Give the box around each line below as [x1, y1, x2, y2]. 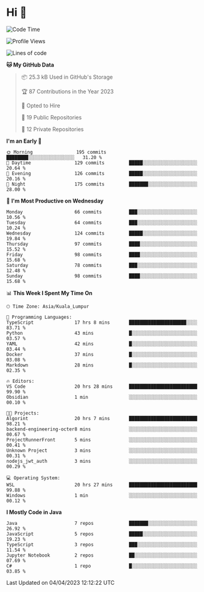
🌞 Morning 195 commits [6, 149, 107, 155]
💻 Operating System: [6, 475, 61, 481]
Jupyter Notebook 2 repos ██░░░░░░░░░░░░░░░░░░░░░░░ [6, 552, 198, 558]
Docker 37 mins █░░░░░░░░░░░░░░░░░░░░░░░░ [6, 351, 198, 357]
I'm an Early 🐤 [6, 137, 42, 144]
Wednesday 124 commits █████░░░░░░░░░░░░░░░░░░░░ [6, 230, 198, 237]
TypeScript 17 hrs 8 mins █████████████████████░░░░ [6, 319, 198, 326]
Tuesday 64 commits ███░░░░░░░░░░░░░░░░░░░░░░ [6, 219, 198, 226]
